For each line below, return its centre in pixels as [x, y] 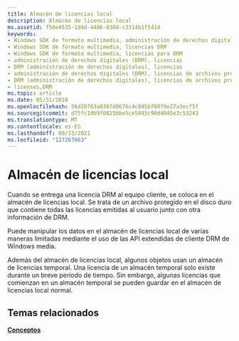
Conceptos [24, 330]
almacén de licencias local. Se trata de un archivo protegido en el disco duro [119, 202]
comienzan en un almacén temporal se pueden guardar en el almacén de [115, 283]
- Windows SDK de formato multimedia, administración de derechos [108, 41]
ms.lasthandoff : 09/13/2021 [49, 133]
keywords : [22, 34]
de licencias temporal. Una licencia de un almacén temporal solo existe [111, 268]
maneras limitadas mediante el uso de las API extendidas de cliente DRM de [118, 238]
